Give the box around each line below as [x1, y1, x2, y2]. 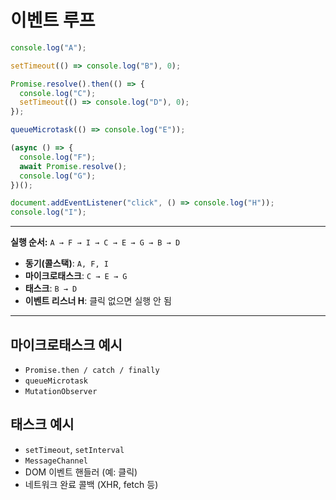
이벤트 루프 [10, 9, 96, 32]
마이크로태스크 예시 [10, 336, 123, 353]
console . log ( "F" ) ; [19, 152, 97, 162]
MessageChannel [24, 456, 89, 466]
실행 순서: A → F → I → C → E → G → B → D [10, 236, 181, 248]
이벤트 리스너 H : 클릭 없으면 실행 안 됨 [24, 295, 172, 307]
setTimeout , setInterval [24, 443, 125, 455]
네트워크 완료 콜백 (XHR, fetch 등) [24, 478, 159, 490]
